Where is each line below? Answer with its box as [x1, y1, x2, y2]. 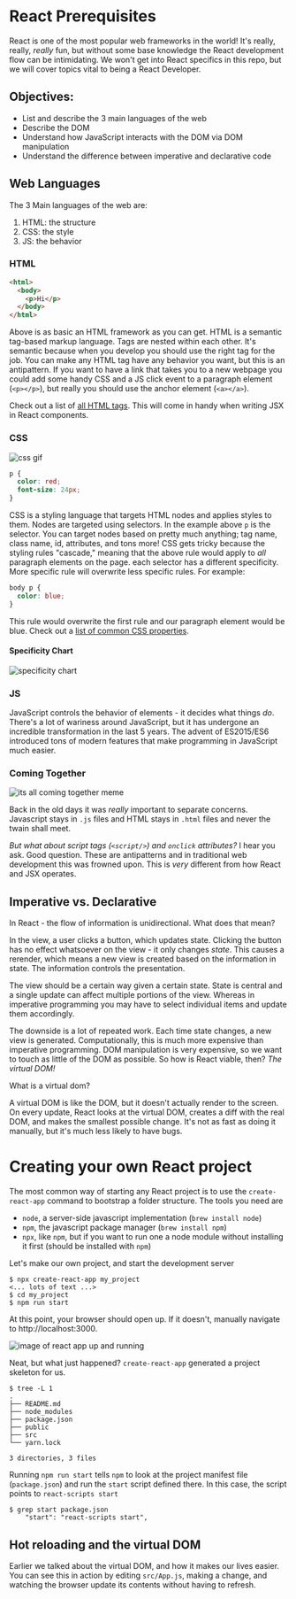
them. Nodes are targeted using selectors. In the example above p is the [9, 520, 271, 530]
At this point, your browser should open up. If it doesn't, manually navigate [9, 1314, 281, 1325]
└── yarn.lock [9, 1439, 62, 1448]
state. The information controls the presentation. [9, 963, 186, 974]
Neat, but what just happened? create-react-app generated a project [9, 1357, 261, 1369]
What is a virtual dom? [9, 1080, 91, 1091]
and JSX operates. [9, 869, 77, 879]
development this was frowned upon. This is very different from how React [9, 859, 281, 869]
